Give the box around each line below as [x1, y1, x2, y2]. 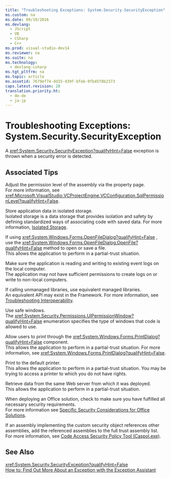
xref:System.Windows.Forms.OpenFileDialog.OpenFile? [22, 240, 138, 246]
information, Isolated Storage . [5, 224, 68, 230]
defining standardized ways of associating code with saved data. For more [5, 219, 162, 225]
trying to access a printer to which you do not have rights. [5, 371, 127, 377]
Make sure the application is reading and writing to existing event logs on [5, 260, 159, 266]
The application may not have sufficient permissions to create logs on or [5, 271, 158, 277]
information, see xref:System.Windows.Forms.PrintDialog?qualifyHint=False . [5, 350, 166, 356]
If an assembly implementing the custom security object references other [5, 422, 160, 428]
